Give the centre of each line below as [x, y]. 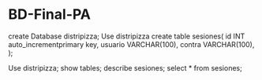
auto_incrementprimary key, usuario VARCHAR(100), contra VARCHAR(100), [131, 44]
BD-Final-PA [49, 15]
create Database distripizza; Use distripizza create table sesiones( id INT [127, 36]
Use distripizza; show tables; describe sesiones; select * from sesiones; [125, 67]
